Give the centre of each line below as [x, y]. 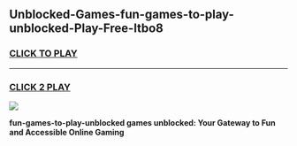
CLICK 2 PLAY [40, 87]
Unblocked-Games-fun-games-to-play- [122, 15]
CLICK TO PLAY [43, 54]
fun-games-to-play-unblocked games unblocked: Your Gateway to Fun [142, 122]
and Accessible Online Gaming [67, 132]
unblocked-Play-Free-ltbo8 [86, 29]
